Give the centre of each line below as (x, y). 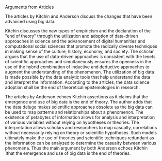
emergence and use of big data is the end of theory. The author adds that (78, 102)
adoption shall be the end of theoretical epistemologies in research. (72, 87)
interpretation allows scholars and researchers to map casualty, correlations (81, 127)
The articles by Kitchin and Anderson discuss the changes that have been (79, 16)
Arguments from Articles (30, 7)
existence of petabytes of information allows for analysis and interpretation (80, 117)
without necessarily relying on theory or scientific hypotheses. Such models (81, 133)
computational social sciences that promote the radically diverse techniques (81, 46)
